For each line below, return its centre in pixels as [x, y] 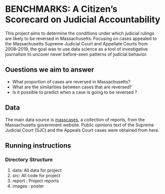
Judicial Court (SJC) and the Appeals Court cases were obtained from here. [82, 130]
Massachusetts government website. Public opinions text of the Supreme [80, 125]
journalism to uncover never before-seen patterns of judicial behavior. [76, 54]
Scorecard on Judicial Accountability [83, 19]
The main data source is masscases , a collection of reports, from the [75, 119]
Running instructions [38, 145]
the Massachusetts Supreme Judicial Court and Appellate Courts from [77, 43]
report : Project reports [36, 181]
